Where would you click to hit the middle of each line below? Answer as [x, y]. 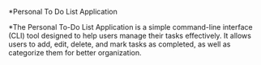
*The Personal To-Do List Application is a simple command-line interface [130, 27]
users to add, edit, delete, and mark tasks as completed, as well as [120, 44]
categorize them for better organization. [75, 53]
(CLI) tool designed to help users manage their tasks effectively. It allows [130, 36]
